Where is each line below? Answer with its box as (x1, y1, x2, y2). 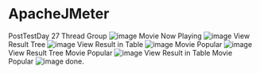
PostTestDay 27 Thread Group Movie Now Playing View (8, 31, 250, 41)
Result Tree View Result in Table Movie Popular (8, 39, 223, 49)
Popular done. (8, 56, 85, 66)
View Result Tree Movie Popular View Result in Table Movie (8, 48, 233, 57)
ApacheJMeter (8, 5, 110, 23)
